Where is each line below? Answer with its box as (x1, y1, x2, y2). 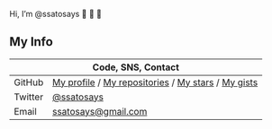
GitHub (14, 76, 44, 89)
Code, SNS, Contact (92, 61, 180, 73)
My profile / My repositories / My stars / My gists (52, 76, 258, 89)
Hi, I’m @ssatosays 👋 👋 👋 (9, 9, 102, 19)
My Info (9, 34, 54, 49)
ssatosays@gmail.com (52, 105, 148, 117)
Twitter (14, 90, 43, 103)
